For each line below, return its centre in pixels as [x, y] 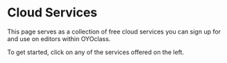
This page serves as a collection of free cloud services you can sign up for [114, 32]
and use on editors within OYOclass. [59, 38]
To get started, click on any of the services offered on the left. [96, 52]
